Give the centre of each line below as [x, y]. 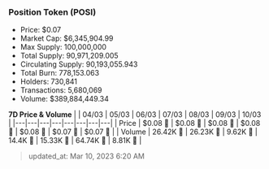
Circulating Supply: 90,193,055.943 [79, 64]
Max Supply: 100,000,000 [63, 47]
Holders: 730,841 [49, 82]
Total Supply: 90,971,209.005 [69, 56]
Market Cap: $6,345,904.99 [67, 38]
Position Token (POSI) [52, 12]
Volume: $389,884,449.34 [65, 99]
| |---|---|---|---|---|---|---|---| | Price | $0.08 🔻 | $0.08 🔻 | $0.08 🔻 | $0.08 [134, 123]
